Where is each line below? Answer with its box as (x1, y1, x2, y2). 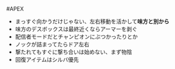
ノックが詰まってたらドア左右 (15, 41, 90, 48)
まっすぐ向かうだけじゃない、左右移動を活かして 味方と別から (15, 18, 170, 25)
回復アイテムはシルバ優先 (15, 56, 79, 63)
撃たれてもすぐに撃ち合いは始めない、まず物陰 (15, 48, 132, 56)
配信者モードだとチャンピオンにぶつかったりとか (15, 33, 138, 40)
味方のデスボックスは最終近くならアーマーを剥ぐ (15, 26, 138, 32)
